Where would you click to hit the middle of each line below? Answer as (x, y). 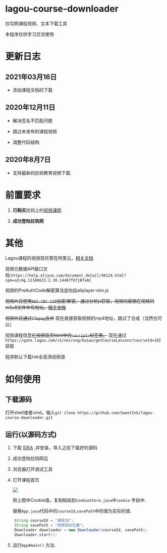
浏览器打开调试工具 (33, 469)
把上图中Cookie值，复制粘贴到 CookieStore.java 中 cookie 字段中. (79, 500)
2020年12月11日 (30, 108)
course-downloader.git (29, 418)
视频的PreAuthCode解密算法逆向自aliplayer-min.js (57, 290)
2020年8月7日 (28, 160)
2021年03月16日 (31, 77)
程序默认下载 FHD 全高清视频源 (35, 357)
